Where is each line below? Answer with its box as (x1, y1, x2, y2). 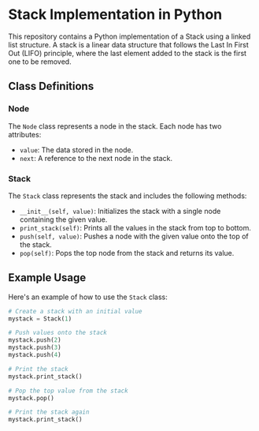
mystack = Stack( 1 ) (8, 314, 72, 323)
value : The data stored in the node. (19, 144, 134, 155)
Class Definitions (8, 80, 94, 93)
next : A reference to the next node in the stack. (19, 153, 173, 163)
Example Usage (8, 271, 87, 285)
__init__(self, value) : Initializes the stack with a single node (19, 206, 221, 215)
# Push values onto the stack (8, 329, 108, 337)
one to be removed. (8, 57, 72, 66)
